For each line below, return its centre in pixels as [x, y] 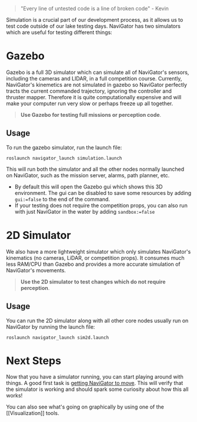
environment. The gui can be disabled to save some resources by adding [103, 193]
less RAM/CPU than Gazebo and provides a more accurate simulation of [93, 264]
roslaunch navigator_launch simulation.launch [64, 158]
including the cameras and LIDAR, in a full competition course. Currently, [94, 78]
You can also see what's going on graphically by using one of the [85, 407]
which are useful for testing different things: [59, 32]
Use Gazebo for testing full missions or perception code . [91, 114]
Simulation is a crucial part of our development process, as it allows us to [95, 20]
